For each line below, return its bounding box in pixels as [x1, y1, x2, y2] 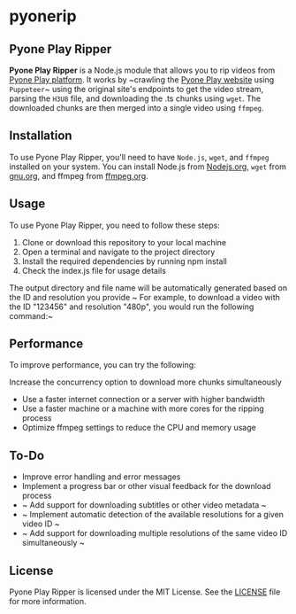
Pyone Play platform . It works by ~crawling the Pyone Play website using [9, 74, 275, 85]
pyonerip [9, 6, 77, 27]
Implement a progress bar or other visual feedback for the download [21, 481, 271, 492]
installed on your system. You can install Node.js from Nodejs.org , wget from [9, 161, 287, 172]
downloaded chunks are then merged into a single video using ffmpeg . [9, 103, 264, 113]
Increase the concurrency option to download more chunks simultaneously [9, 377, 283, 387]
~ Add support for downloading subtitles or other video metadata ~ [21, 500, 267, 510]
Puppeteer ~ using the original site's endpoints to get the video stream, [9, 84, 263, 94]
